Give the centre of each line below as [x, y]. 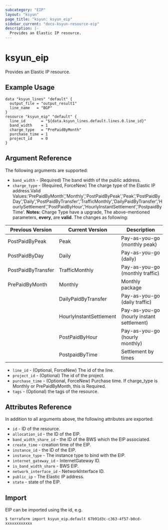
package [131, 288]
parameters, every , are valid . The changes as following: [70, 217]
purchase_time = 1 [29, 134]
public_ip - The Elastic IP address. [48, 477]
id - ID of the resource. [36, 429]
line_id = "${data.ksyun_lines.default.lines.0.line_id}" [78, 121]
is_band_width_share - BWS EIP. [45, 466]
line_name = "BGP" [31, 108]
